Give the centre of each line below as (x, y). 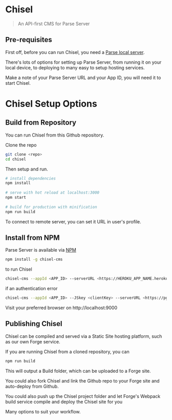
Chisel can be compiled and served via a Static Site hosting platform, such (84, 336)
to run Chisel (19, 269)
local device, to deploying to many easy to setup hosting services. (75, 67)
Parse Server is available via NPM (41, 250)
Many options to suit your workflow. (43, 411)
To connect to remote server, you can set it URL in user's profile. (73, 221)
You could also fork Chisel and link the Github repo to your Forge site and (82, 380)
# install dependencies (31, 178)
